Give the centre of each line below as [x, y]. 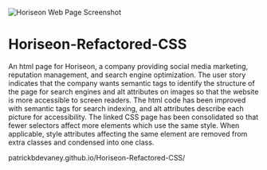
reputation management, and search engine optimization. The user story [127, 75]
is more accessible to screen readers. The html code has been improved [127, 100]
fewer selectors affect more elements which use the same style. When [124, 125]
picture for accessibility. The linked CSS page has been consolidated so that [133, 117]
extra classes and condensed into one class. [81, 142]
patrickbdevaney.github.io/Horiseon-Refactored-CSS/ [97, 157]
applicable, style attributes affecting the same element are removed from [128, 133]
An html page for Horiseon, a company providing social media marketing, [128, 66]
